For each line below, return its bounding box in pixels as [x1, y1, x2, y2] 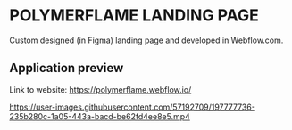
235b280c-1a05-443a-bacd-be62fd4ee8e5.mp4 [9, 110, 190, 121]
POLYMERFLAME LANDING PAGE [9, 5, 259, 26]
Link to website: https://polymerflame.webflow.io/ [9, 84, 192, 94]
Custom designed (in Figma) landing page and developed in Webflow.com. [9, 35, 284, 45]
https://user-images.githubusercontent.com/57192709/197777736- [9, 102, 256, 112]
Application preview [9, 61, 124, 76]
